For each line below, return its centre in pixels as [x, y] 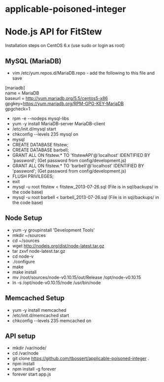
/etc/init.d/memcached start [41, 315]
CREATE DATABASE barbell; [40, 150]
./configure [24, 261]
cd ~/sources [26, 240]
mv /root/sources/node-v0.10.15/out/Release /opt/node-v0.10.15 [77, 277]
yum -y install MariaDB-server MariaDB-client [59, 123]
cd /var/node [25, 353]
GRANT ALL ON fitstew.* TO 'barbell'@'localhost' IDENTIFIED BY [78, 166]
